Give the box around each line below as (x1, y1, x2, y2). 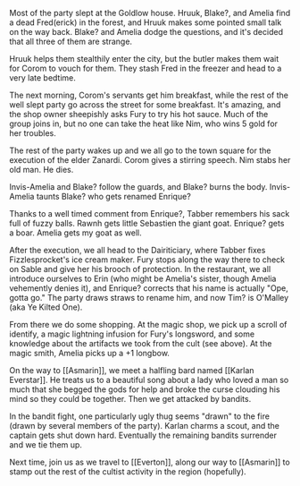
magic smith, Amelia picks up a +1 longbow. (9, 348, 170, 358)
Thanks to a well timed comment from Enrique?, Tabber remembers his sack (9, 209, 290, 218)
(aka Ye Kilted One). (9, 302, 83, 312)
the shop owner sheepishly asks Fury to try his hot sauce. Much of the (9, 109, 269, 119)
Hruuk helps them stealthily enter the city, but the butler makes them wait (9, 54, 279, 64)
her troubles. (9, 128, 56, 138)
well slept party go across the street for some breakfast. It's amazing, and (9, 99, 281, 110)
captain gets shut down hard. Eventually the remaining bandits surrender (9, 430, 277, 440)
